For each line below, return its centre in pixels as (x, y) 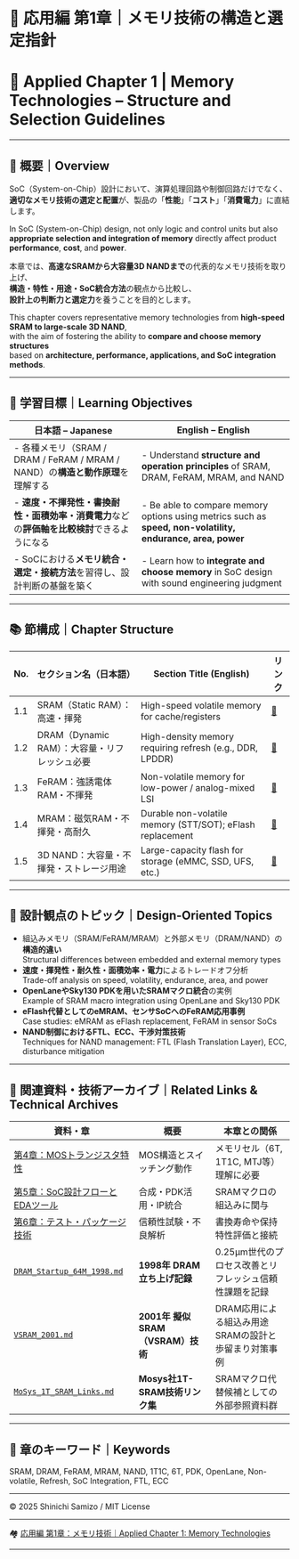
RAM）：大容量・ (72, 748)
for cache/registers (181, 716)
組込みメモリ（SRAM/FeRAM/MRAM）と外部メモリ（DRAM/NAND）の (152, 938)
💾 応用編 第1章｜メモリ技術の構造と (138, 18)
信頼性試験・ (166, 1222)
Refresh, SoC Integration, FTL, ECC (104, 1481)
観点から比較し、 (166, 288)
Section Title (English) (202, 673)
